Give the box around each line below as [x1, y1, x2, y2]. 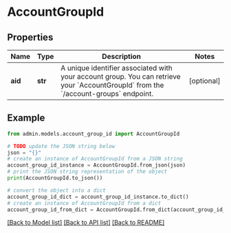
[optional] [188, 76, 221, 86]
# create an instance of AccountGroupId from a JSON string [7, 156, 184, 162]
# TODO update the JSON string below [7, 143, 115, 149]
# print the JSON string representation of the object [7, 169, 168, 175]
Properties [7, 32, 54, 43]
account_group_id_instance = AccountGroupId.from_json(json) [7, 162, 186, 169]
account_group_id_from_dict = [7, 206, 94, 213]
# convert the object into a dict [7, 186, 107, 194]
